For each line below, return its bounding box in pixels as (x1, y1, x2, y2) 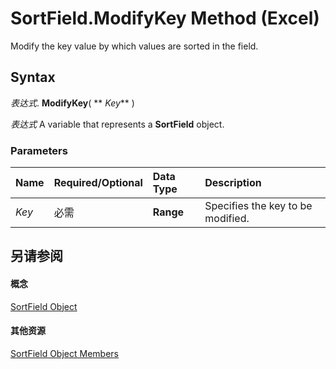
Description (204, 176, 262, 190)
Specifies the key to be (204, 199, 313, 213)
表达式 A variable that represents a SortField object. (10, 118, 225, 130)
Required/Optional (53, 176, 143, 190)
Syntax (10, 69, 56, 86)
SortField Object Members (10, 347, 119, 359)
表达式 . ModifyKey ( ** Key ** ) (10, 97, 135, 109)
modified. (204, 212, 250, 226)
